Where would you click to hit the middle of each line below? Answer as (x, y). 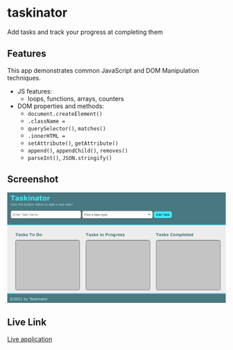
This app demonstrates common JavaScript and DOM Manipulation (103, 70)
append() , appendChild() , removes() (78, 150)
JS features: (35, 91)
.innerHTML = (46, 136)
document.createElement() (65, 114)
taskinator (37, 13)
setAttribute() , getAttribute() (73, 143)
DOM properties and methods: (61, 106)
